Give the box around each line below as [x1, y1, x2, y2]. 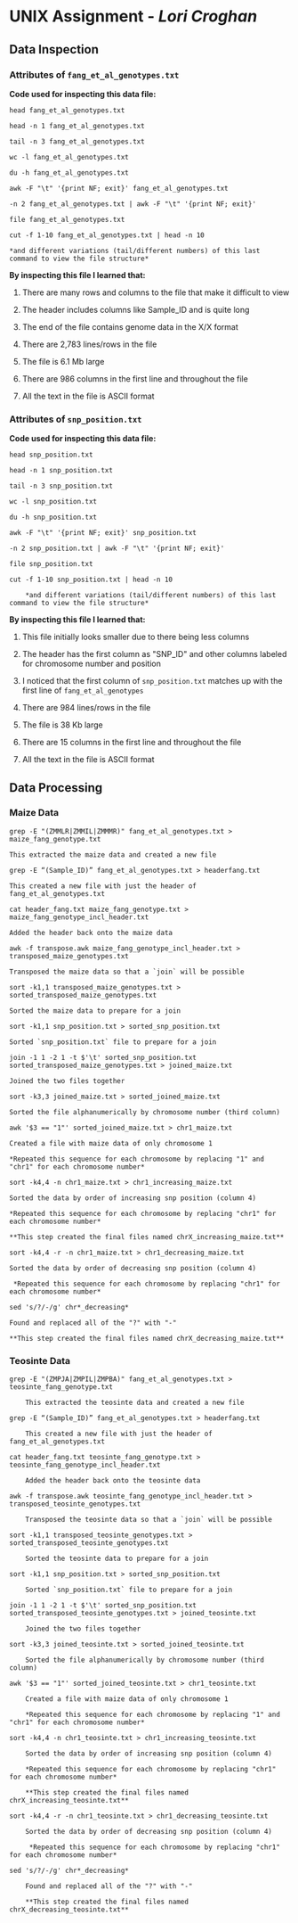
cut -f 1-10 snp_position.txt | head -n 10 [9, 575, 173, 585]
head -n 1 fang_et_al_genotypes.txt [9, 121, 145, 130]
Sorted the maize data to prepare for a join [9, 1006, 181, 1015]
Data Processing [9, 780, 103, 795]
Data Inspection [9, 42, 100, 57]
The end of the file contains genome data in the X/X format [21, 321, 238, 332]
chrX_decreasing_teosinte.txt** [9, 1905, 129, 1914]
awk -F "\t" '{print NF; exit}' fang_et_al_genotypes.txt [9, 184, 229, 193]
